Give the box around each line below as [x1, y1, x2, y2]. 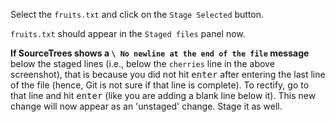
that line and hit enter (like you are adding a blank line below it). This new [10, 90, 317, 101]
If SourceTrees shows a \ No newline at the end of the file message [10, 47, 310, 59]
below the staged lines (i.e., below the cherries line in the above [10, 58, 275, 69]
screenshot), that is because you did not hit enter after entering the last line [10, 69, 326, 80]
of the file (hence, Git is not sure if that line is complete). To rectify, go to [10, 79, 310, 91]
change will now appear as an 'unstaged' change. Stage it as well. [10, 100, 283, 112]
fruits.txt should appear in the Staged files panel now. [10, 28, 246, 39]
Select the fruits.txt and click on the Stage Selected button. [10, 9, 265, 20]
